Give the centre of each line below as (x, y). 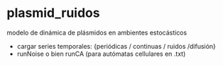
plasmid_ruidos (53, 13)
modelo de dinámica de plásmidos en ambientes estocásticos (97, 32)
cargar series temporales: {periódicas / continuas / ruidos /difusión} (116, 46)
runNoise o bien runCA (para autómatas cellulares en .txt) (101, 54)
